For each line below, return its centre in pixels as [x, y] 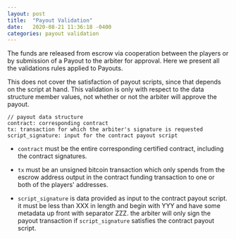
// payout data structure [45, 117]
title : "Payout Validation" [50, 20]
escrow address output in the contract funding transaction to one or [116, 177]
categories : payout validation [53, 33]
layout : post [26, 14]
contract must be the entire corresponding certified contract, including [120, 149]
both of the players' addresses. [63, 185]
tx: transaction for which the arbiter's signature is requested [105, 130]
